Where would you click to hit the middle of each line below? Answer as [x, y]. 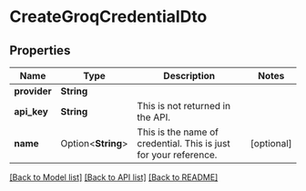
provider [33, 91]
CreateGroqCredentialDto [108, 17]
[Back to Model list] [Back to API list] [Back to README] [114, 177]
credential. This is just [184, 143]
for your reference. [177, 155]
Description [189, 76]
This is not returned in [184, 106]
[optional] [271, 143]
